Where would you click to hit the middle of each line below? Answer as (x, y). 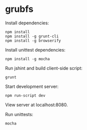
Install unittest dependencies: (35, 50)
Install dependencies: (27, 23)
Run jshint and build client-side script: (44, 68)
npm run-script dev (25, 95)
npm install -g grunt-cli (32, 36)
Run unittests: (19, 114)
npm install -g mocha (28, 59)
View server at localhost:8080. (37, 105)
